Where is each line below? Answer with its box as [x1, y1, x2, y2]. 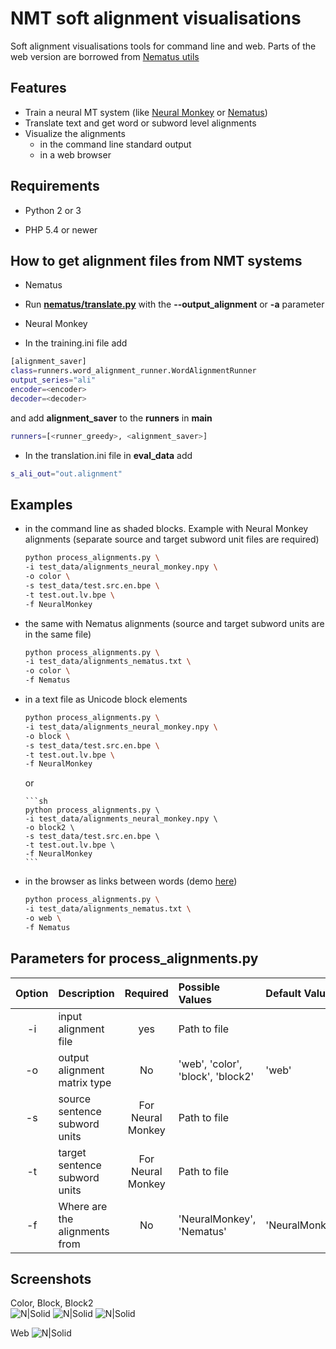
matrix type [58, 1075, 112, 1089]
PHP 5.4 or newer [24, 223, 98, 236]
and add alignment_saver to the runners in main [10, 412, 213, 424]
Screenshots [10, 1271, 92, 1288]
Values [178, 992, 212, 1006]
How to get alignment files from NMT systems [10, 252, 303, 269]
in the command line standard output [39, 138, 192, 150]
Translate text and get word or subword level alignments [24, 117, 257, 129]
